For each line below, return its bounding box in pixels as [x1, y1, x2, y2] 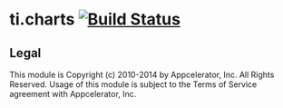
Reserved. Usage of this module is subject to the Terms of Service [9, 79, 258, 90]
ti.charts [9, 9, 75, 30]
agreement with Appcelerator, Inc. [9, 89, 137, 99]
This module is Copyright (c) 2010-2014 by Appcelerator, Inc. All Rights [9, 69, 275, 80]
